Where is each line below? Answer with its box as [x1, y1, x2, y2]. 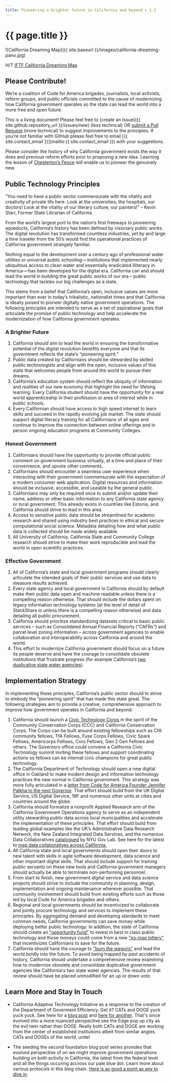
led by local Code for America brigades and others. [12, 896, 121, 902]
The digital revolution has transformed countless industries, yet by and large [5, 230, 166, 237]
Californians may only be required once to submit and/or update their [12, 490, 158, 496]
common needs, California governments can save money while [12, 918, 145, 924]
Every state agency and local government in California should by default [12, 585, 165, 592]
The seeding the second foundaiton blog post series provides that [12, 1044, 152, 1050]
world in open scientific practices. [12, 544, 84, 550]
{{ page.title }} [5, 29, 68, 41]
